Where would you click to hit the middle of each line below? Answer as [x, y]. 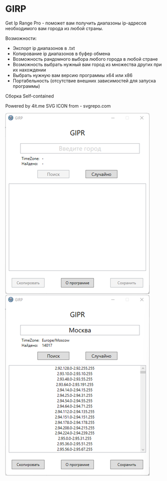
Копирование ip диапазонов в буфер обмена [61, 54]
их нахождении [29, 70]
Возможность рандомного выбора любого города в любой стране [85, 59]
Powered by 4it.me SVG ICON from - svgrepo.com [58, 106]
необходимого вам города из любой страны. [54, 28]
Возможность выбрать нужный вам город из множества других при [87, 64]
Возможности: [21, 38]
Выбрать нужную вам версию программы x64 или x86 [73, 75]
